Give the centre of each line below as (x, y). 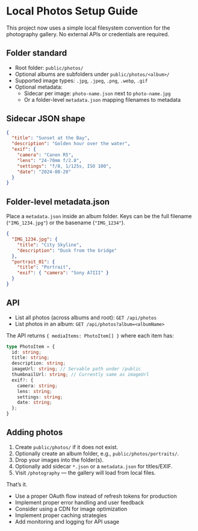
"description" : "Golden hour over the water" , (71, 144)
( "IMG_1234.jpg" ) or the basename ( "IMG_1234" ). (66, 223)
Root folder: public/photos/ (49, 68)
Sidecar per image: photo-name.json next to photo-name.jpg (97, 93)
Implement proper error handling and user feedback (79, 502)
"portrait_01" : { (33, 262)
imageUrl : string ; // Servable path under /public (76, 369)
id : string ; (27, 352)
